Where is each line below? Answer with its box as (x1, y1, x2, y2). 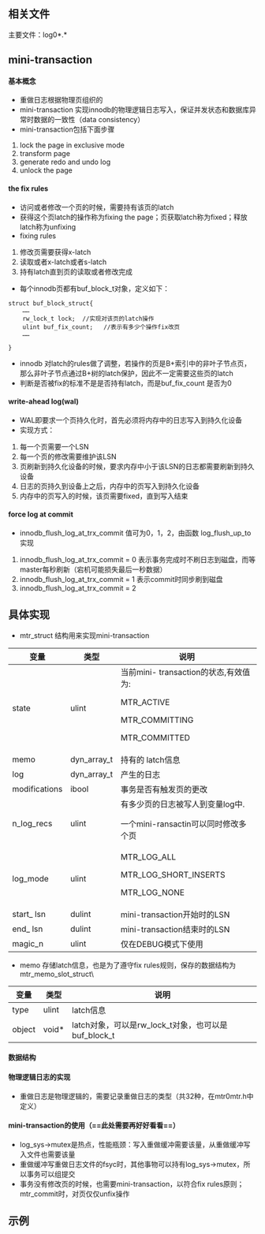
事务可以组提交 (26, 1169, 76, 1179)
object (12, 1023, 35, 1035)
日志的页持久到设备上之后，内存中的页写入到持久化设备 (19, 481, 200, 490)
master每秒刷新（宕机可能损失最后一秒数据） (19, 565, 167, 574)
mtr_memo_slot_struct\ (19, 969, 95, 979)
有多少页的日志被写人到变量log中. (120, 799, 245, 810)
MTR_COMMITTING (120, 714, 194, 725)
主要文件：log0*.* (8, 30, 68, 39)
